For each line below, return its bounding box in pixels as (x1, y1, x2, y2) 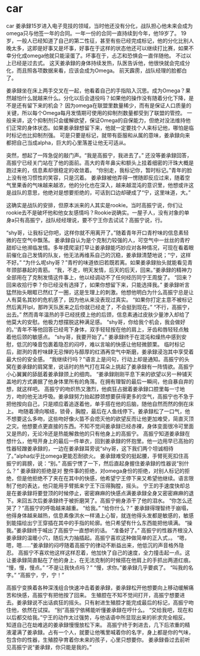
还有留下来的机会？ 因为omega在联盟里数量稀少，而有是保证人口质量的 (16, 102, 192, 109)
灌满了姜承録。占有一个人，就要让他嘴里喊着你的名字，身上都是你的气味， (11, 629, 194, 636)
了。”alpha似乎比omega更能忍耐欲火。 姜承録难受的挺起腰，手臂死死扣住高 (6, 452, 189, 460)
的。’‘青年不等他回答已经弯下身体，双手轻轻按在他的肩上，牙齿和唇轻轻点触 (6, 326, 189, 333)
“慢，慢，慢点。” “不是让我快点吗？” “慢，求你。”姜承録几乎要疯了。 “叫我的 (6, 564, 189, 571)
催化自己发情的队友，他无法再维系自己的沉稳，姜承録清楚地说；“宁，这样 (11, 251, 192, 258)
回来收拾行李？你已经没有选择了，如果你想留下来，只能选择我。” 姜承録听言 (6, 281, 190, 288)
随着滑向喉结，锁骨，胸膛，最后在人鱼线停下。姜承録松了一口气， (23, 407, 185, 415)
